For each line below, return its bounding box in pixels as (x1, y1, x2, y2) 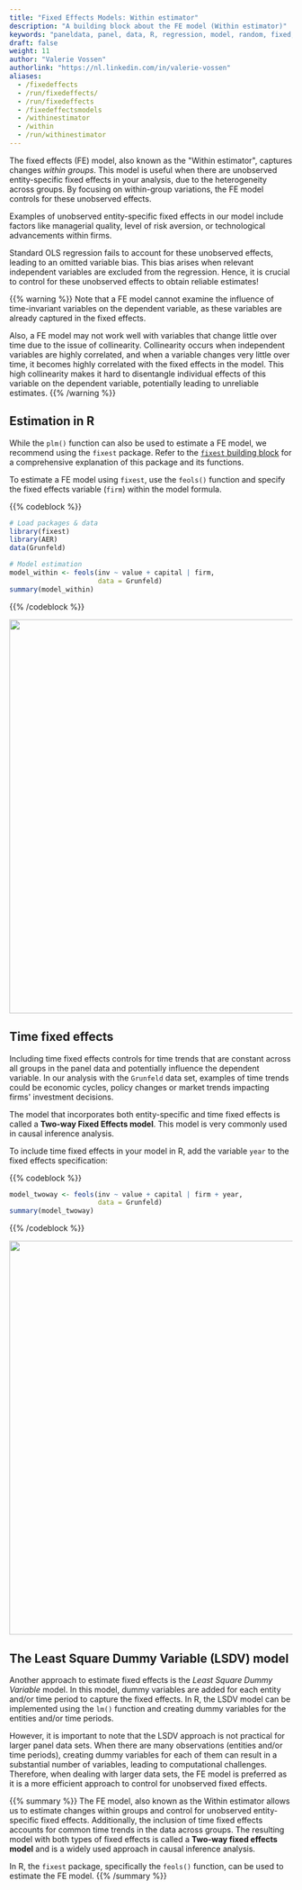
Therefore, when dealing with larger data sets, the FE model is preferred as (9, 1768, 288, 1779)
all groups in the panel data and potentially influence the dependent (9, 1063, 260, 1073)
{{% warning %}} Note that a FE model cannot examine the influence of (9, 294, 274, 304)
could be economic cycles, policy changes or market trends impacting (9, 1081, 270, 1092)
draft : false (9, 38, 58, 48)
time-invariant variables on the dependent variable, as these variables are (9, 303, 282, 313)
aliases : (9, 72, 42, 81)
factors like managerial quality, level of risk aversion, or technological (9, 220, 266, 231)
